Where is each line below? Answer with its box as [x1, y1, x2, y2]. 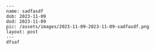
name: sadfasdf [6, 8, 44, 14]
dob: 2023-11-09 [6, 14, 46, 19]
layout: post [6, 29, 38, 35]
